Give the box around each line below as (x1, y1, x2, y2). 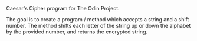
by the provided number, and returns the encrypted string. (6, 28, 148, 35)
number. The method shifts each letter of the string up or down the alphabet (6, 23, 191, 29)
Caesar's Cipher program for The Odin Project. (6, 5, 120, 12)
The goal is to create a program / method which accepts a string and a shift (6, 16, 189, 23)
